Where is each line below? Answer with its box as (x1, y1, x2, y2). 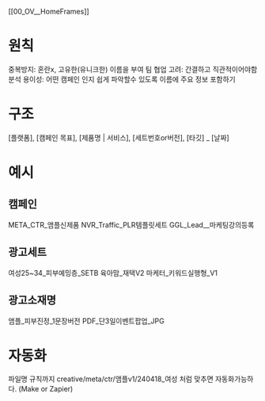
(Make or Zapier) (18, 384, 74, 394)
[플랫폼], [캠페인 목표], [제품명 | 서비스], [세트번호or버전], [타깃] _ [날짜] (8, 132, 229, 142)
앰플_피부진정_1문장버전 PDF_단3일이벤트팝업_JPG (8, 316, 165, 326)
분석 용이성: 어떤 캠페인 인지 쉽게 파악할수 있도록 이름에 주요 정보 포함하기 (8, 74, 236, 84)
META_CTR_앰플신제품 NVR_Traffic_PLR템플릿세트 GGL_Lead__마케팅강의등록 (8, 220, 255, 229)
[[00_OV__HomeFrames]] (8, 7, 89, 16)
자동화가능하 (214, 374, 254, 384)
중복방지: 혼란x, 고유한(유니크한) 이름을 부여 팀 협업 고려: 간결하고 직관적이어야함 (8, 64, 258, 74)
